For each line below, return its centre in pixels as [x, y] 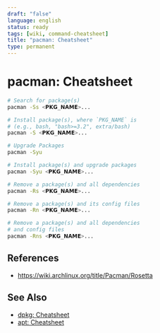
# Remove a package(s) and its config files [74, 204]
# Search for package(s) [44, 100]
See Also [27, 298]
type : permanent [31, 47]
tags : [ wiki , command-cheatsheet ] [58, 34]
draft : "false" [30, 14]
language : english [34, 21]
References [33, 258]
